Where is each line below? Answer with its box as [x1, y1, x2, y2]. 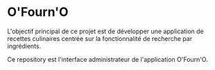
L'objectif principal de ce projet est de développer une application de [7, 27, 205, 35]
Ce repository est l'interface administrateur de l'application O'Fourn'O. [7, 55, 208, 63]
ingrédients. [7, 42, 42, 50]
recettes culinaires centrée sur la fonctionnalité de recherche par [7, 34, 193, 42]
